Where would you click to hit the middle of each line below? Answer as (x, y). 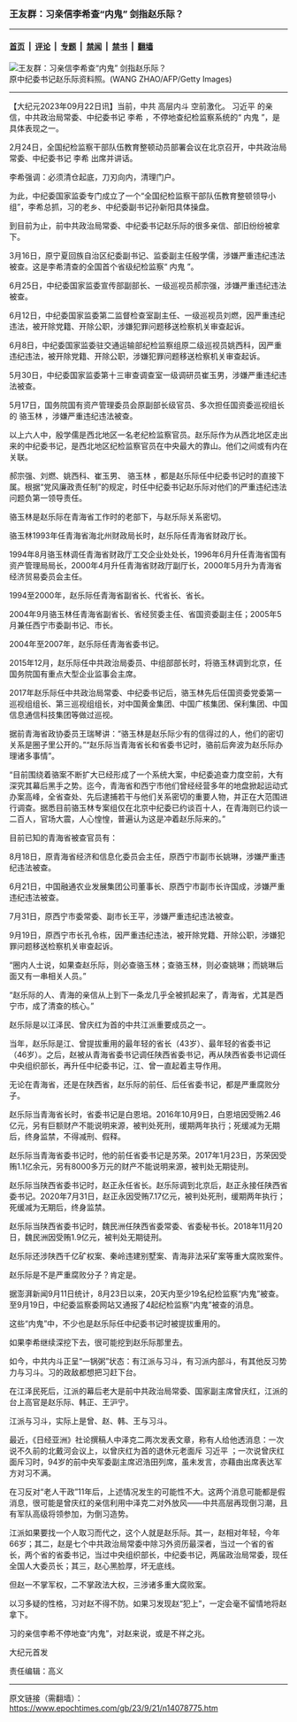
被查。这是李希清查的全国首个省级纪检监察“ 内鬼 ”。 (104, 266)
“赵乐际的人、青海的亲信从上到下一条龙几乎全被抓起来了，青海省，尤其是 (143, 994)
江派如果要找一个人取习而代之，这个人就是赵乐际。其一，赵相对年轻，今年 (145, 1533)
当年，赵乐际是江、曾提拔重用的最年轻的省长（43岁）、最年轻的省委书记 (140, 1043)
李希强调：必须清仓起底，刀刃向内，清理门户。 (94, 177)
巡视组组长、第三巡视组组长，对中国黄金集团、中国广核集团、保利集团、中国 (148, 703)
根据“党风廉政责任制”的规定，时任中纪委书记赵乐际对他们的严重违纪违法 (156, 486)
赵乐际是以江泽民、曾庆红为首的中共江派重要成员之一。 (110, 1024)
